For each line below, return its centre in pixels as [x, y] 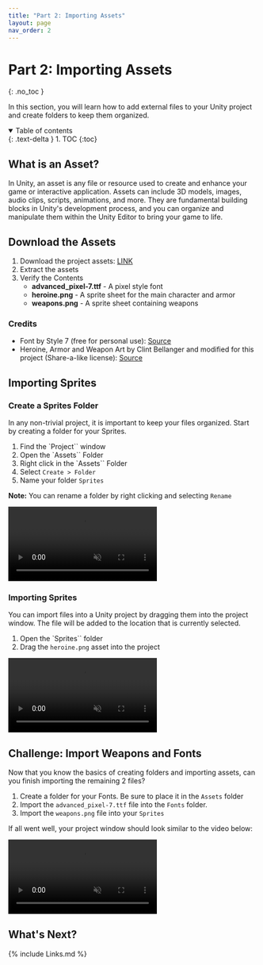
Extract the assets [49, 269]
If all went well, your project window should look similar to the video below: [131, 829]
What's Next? [43, 934]
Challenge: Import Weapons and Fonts [105, 754]
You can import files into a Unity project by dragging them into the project [128, 615]
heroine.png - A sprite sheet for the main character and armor [133, 294]
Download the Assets [62, 242]
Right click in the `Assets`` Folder [73, 463]
